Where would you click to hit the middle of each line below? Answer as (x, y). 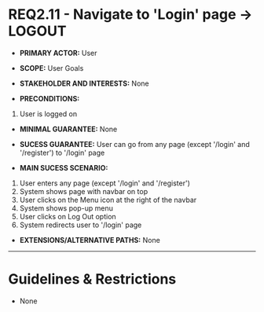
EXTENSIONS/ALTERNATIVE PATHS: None (90, 240)
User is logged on (48, 114)
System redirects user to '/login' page (81, 225)
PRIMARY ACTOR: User (58, 53)
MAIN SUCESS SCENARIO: (64, 167)
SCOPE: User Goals (51, 68)
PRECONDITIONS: (49, 98)
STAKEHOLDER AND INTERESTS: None (84, 83)
